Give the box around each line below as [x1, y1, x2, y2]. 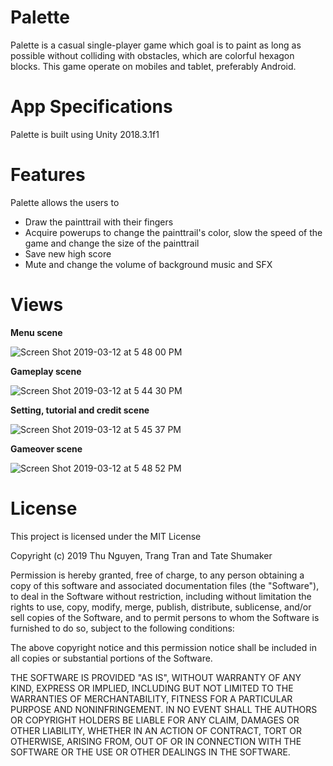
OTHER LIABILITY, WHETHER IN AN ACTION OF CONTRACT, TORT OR [10, 724, 302, 736]
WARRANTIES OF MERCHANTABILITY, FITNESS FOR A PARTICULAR [10, 692, 293, 705]
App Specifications [10, 96, 173, 118]
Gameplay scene [10, 365, 82, 377]
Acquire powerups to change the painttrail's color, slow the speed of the [24, 226, 323, 238]
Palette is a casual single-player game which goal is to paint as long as [10, 39, 302, 51]
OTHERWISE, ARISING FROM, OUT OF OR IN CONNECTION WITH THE [10, 735, 302, 747]
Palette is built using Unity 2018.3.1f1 [10, 128, 160, 140]
